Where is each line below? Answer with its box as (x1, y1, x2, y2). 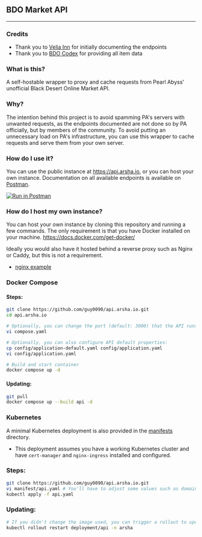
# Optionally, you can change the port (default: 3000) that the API (6, 323, 185, 330)
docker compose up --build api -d (6, 399, 93, 405)
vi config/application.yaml (6, 351, 77, 357)
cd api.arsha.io (6, 312, 47, 318)
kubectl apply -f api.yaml (6, 491, 74, 497)
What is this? (6, 65, 45, 73)
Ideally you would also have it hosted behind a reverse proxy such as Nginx (6, 245, 193, 253)
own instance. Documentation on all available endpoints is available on (6, 174, 182, 181)
